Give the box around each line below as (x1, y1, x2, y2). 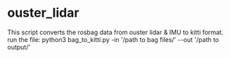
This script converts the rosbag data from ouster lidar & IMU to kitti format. (7, 28, 224, 36)
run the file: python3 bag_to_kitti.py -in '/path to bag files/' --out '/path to (7, 35, 219, 43)
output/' (7, 43, 30, 51)
